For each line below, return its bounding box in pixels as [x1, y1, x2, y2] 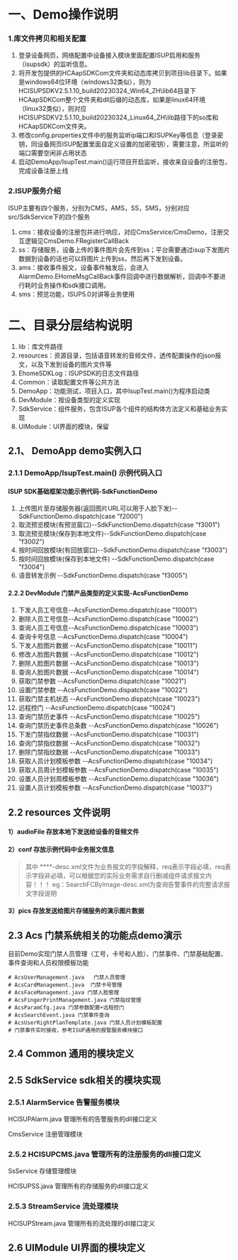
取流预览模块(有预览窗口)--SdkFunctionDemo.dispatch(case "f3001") [18, 520, 220, 529]
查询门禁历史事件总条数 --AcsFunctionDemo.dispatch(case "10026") [18, 721, 219, 730]
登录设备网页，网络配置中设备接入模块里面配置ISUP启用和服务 [18, 51, 200, 60]
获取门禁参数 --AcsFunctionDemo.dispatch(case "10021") [18, 677, 187, 686]
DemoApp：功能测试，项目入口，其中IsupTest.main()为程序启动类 [18, 387, 211, 395]
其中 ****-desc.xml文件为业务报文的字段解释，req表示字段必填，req [25, 862, 225, 871]
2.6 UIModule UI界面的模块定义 [8, 1242, 146, 1254]
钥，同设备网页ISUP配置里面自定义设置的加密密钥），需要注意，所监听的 [18, 140, 229, 149]
